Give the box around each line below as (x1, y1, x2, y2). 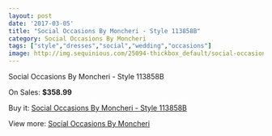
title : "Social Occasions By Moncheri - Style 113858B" (8, 27, 201, 35)
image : (8, 49, 31, 57)
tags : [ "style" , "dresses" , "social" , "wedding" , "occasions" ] (8, 42, 212, 50)
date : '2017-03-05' (8, 19, 74, 28)
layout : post (8, 11, 53, 20)
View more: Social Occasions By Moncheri (8, 119, 151, 128)
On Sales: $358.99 (8, 87, 73, 97)
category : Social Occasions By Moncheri (8, 34, 147, 43)
